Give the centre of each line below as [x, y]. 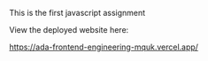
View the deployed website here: [69, 30]
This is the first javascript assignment [77, 13]
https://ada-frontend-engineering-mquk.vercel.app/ [104, 47]
